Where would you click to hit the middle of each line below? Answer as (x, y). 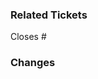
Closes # (28, 37)
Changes (33, 63)
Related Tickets (49, 15)
